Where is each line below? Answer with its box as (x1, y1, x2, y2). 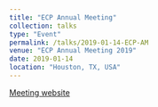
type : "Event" (9, 29, 62, 38)
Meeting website (9, 86, 71, 98)
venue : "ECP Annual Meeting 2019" (9, 46, 138, 55)
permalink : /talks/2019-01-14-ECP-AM (9, 37, 149, 47)
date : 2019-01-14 (9, 54, 74, 63)
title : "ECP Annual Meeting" (9, 12, 117, 22)
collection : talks (9, 21, 77, 30)
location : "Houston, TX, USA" (9, 63, 122, 72)
